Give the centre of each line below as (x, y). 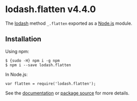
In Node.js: (16, 74)
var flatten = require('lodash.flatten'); (51, 84)
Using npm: (17, 51)
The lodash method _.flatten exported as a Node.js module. (69, 23)
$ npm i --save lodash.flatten (38, 65)
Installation (23, 39)
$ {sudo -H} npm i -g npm (32, 61)
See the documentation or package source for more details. (67, 93)
